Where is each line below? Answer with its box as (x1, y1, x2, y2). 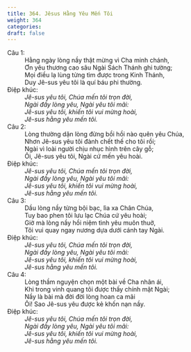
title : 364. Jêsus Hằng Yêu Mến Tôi (7, 10, 113, 17)
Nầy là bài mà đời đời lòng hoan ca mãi (24, 293, 135, 301)
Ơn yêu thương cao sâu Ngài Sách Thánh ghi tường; (24, 63, 173, 72)
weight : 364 (7, 17, 42, 24)
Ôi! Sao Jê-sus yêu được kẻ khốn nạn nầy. (24, 300, 146, 308)
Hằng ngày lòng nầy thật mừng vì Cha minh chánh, (24, 56, 170, 65)
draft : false (7, 29, 45, 37)
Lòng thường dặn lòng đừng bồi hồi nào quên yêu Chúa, (24, 130, 185, 138)
